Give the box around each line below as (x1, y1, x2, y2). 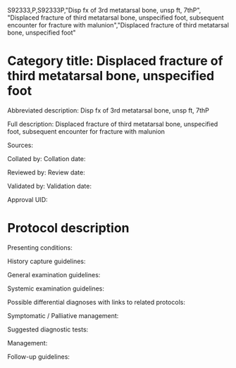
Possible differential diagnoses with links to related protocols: (7, 298, 185, 306)
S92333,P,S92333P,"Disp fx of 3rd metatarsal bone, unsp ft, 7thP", (7, 6, 201, 14)
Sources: (7, 141, 34, 149)
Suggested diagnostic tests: (7, 325, 89, 334)
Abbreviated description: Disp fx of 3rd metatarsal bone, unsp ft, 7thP (7, 106, 210, 115)
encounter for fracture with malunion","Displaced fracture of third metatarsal (7, 21, 229, 29)
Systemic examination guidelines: (7, 284, 104, 293)
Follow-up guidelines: (7, 352, 70, 361)
